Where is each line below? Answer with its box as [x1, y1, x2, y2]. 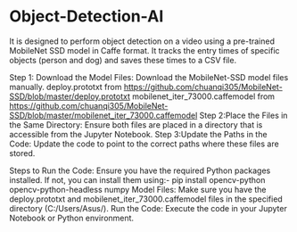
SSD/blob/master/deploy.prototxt [9, 91, 131, 102]
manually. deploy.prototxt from [9, 81, 122, 92]
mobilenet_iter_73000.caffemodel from [132, 91, 275, 102]
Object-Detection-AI [9, 6, 164, 27]
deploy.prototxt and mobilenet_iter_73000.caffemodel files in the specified [9, 194, 283, 204]
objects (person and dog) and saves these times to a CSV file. [9, 54, 237, 65]
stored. [9, 147, 36, 158]
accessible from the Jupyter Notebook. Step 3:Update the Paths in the [9, 128, 268, 139]
